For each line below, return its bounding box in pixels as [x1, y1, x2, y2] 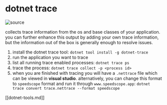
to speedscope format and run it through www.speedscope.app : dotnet [12, 80, 151, 87]
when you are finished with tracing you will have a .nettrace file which [12, 70, 158, 76]
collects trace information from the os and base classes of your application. [5, 29, 161, 35]
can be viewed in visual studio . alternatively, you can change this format [12, 75, 162, 81]
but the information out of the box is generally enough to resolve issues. [5, 39, 153, 45]
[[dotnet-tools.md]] [5, 95, 45, 101]
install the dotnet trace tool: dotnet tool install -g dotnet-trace [12, 49, 149, 55]
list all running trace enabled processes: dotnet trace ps [12, 59, 130, 65]
